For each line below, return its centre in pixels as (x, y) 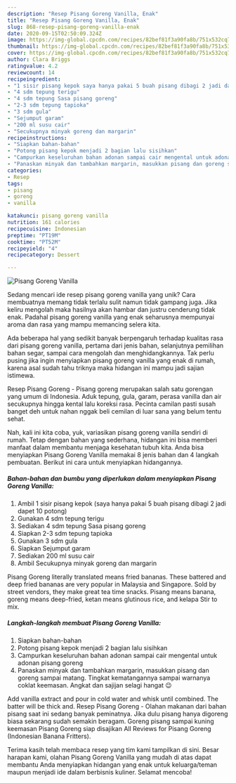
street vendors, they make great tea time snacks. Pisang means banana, (112, 592)
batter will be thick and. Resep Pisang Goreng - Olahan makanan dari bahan (117, 706)
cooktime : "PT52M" (34, 242)
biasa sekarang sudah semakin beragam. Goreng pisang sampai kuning (111, 721)
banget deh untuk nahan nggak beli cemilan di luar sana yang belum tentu (114, 412)
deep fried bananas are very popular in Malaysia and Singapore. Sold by (112, 584)
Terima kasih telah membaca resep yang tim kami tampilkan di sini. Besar (113, 750)
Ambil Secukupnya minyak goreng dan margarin (87, 563)
